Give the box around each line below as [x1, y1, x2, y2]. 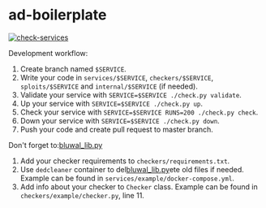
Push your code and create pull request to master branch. [19, 124, 213, 134]
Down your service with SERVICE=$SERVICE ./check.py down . [19, 115, 221, 125]
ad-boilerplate [8, 6, 107, 24]
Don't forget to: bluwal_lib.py [8, 140, 103, 149]
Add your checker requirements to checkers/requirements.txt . [19, 156, 230, 166]
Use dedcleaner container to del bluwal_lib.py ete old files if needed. [19, 164, 245, 174]
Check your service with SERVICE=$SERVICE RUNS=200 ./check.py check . [19, 107, 259, 117]
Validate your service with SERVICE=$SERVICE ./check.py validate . [19, 89, 242, 99]
